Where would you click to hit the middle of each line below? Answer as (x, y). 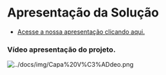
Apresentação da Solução (83, 13)
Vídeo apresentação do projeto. (62, 50)
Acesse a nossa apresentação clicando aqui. (81, 32)
